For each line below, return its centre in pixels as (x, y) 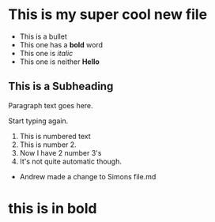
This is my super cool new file (108, 15)
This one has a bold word (61, 44)
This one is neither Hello (60, 62)
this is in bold (53, 208)
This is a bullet (43, 36)
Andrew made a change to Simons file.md (88, 176)
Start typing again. (38, 121)
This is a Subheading (61, 87)
